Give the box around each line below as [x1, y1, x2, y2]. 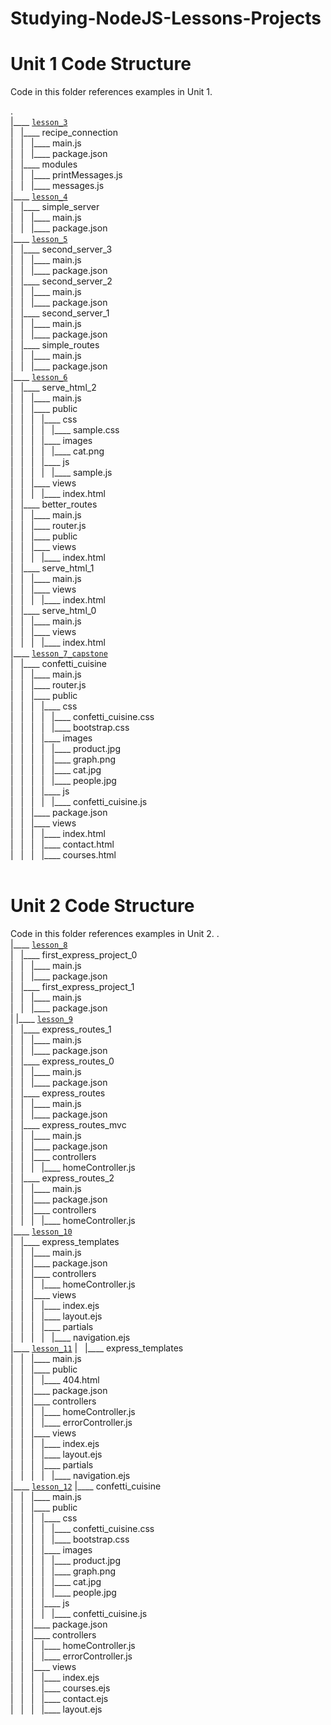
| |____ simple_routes [10, 339, 100, 351]
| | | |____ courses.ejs [10, 1682, 111, 1694]
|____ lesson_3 [10, 116, 68, 128]
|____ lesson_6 [10, 371, 68, 383]
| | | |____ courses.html [10, 849, 117, 861]
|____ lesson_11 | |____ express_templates [10, 1342, 184, 1354]
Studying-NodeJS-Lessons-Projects [10, 7, 322, 30]
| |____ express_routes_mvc [10, 1119, 127, 1131]
